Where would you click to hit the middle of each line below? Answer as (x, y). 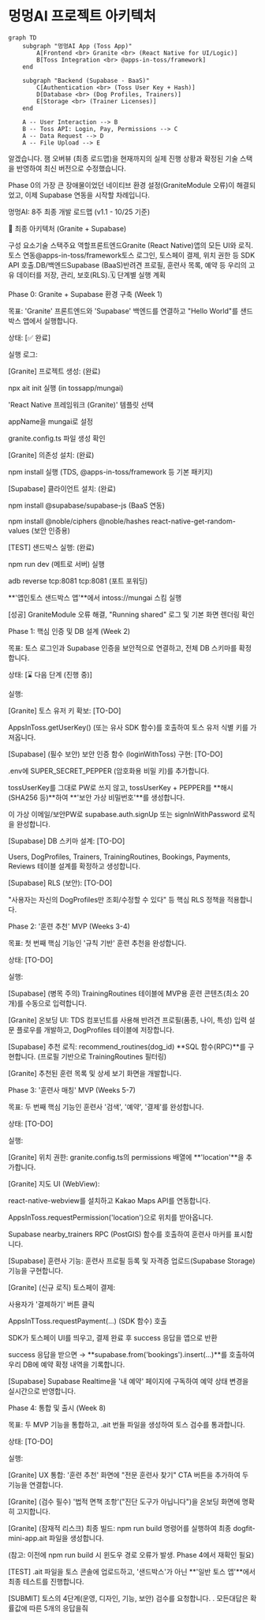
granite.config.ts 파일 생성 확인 (57, 438)
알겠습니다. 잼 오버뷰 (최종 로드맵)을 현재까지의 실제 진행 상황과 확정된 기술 (123, 158)
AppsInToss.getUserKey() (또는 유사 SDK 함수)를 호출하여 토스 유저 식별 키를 (128, 727)
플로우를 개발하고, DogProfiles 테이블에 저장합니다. (95, 1029)
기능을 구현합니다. (36, 1270)
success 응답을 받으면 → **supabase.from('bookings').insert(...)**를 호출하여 (131, 1354)
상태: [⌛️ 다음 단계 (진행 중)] (50, 674)
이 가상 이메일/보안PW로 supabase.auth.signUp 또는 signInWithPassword (124, 814)
